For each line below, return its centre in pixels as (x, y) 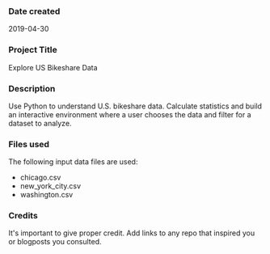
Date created (34, 11)
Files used (29, 144)
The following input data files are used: (73, 162)
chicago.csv (40, 178)
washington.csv (46, 195)
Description (32, 88)
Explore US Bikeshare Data (53, 67)
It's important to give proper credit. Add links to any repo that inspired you (132, 233)
